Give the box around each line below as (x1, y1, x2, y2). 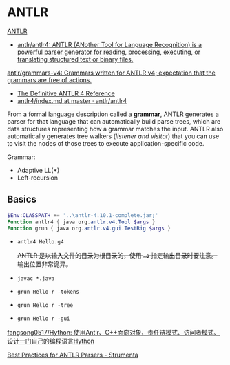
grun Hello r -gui (17, 315, 70, 322)
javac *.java (17, 275, 55, 282)
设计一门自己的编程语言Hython (7, 337, 95, 346)
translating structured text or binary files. (17, 55, 134, 63)
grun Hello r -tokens (17, 288, 79, 296)
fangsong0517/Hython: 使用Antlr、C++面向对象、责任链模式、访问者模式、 (7, 328, 220, 337)
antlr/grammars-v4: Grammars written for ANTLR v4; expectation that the (7, 68, 216, 77)
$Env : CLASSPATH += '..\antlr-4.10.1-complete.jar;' (7, 212, 158, 218)
